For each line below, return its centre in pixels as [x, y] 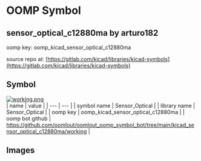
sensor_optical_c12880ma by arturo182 [82, 33]
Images [21, 150]
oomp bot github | [29, 118]
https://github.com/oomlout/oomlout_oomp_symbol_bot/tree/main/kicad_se [100, 125]
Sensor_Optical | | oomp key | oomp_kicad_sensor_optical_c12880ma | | [95, 112]
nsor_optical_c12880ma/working [47, 131]
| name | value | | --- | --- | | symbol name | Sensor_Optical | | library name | [101, 105]
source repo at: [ [27, 59]
